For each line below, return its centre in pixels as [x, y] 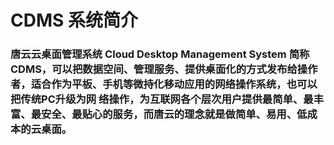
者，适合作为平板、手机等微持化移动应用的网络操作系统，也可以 [164, 84]
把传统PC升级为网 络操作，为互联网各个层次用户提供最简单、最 [162, 99]
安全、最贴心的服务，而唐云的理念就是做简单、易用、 [169, 114]
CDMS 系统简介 [74, 20]
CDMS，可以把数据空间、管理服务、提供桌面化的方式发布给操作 [164, 69]
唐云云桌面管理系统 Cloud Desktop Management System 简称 [160, 54]
